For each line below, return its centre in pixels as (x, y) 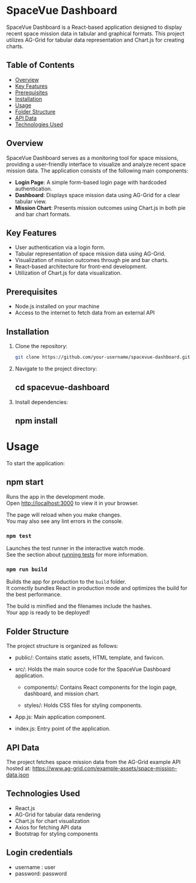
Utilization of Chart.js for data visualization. (68, 273)
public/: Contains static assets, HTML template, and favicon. (90, 658)
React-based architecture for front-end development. (81, 267)
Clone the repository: (41, 346)
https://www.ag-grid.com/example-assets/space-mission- (105, 768)
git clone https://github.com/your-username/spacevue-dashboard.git (103, 357)
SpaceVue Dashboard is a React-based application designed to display (94, 27)
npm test (19, 536)
